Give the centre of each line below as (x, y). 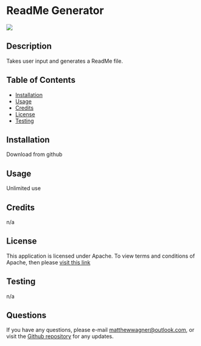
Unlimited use (24, 188)
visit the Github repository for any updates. (60, 336)
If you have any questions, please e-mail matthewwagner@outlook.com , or (100, 330)
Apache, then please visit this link (48, 262)
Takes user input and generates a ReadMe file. (65, 61)
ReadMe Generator (55, 11)
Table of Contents (41, 80)
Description (29, 46)
